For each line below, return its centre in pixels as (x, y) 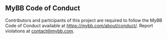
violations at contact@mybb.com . (40, 31)
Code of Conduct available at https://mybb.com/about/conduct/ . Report (79, 25)
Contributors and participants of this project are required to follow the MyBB (84, 20)
